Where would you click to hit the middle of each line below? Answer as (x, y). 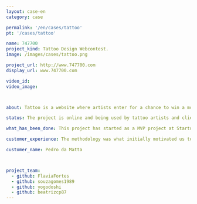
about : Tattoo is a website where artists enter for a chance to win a (95, 107)
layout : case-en (26, 11)
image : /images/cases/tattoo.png (47, 55)
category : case (25, 17)
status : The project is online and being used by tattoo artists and (93, 118)
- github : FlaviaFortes (40, 176)
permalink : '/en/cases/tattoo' (44, 28)
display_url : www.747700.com (42, 70)
